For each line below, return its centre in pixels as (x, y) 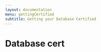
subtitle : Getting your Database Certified (51, 19)
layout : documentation (28, 10)
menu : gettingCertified (30, 14)
